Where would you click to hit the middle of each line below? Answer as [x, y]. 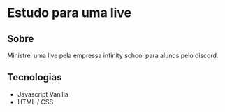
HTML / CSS [35, 101]
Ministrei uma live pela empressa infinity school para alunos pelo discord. [113, 55]
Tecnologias [35, 77]
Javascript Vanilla [43, 94]
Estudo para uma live [69, 13]
